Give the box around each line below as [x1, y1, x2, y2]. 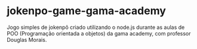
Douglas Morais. [7, 36, 47, 43]
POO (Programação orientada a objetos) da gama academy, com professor [7, 30, 191, 37]
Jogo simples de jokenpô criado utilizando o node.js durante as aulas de [7, 24, 185, 31]
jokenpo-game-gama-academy [7, 4, 167, 18]
